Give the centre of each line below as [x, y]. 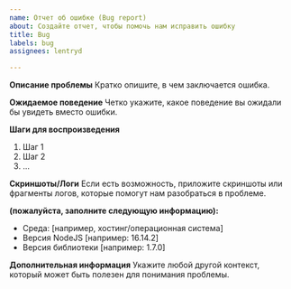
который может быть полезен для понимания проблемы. [119, 275]
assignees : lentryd [46, 51]
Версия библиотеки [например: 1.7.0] [94, 247]
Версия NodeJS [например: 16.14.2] [91, 238]
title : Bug [30, 34]
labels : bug [32, 43]
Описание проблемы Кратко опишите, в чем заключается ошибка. [140, 85]
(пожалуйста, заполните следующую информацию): [114, 211]
